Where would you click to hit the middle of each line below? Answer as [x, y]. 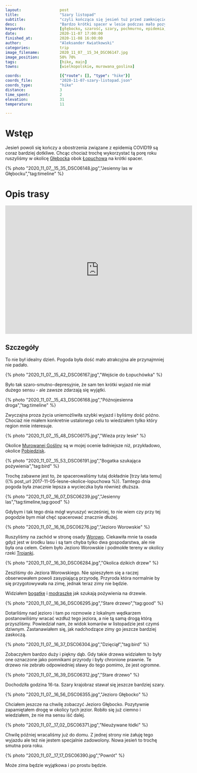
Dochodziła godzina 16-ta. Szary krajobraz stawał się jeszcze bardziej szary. [85, 684]
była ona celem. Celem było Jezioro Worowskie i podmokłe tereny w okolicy [84, 547]
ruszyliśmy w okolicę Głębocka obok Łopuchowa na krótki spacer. [74, 158]
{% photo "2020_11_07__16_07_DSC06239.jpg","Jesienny [63, 496]
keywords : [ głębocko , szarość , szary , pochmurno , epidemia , [86, 29]
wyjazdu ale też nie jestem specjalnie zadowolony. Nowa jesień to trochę [81, 740]
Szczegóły [22, 347]
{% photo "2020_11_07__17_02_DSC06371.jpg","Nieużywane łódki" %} [77, 725]
